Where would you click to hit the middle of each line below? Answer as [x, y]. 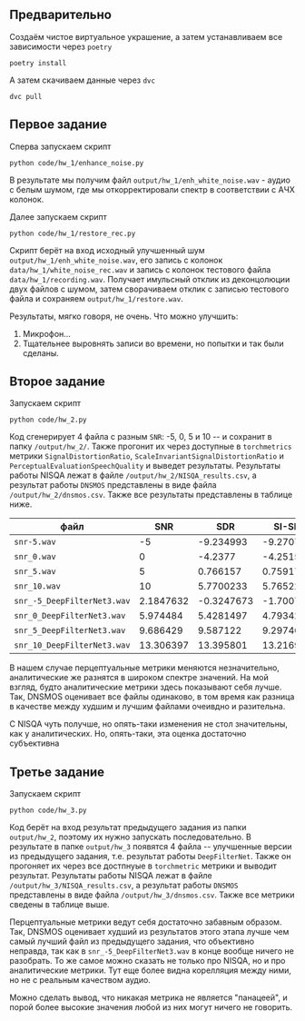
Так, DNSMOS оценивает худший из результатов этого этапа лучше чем [149, 932]
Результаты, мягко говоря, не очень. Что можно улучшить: [124, 316]
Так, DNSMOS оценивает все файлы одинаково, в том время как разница [152, 697]
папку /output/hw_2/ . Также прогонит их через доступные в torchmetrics [151, 446]
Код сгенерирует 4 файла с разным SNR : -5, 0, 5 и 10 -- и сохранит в [141, 437]
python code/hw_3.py [49, 811]
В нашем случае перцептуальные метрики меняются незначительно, [144, 668]
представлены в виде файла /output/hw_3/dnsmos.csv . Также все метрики [152, 895]
